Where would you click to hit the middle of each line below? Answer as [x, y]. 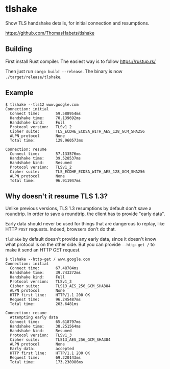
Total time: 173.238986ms [46, 362]
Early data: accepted [42, 349]
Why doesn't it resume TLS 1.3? [57, 196]
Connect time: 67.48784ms [44, 268]
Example [19, 93]
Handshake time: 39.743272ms [45, 273]
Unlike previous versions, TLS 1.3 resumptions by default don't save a [78, 209]
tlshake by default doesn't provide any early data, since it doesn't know [81, 239]
